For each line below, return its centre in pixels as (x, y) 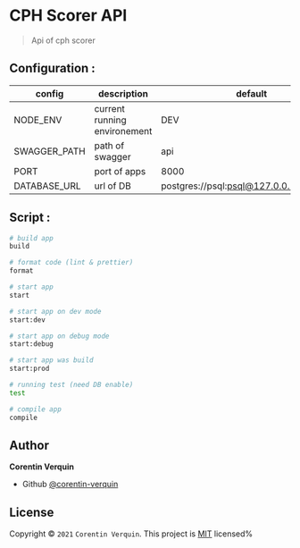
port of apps (120, 171)
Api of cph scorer (63, 40)
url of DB (112, 186)
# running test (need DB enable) (71, 385)
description (123, 93)
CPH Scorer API (68, 16)
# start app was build (51, 360)
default (252, 93)
